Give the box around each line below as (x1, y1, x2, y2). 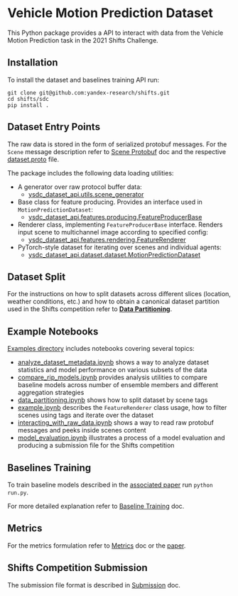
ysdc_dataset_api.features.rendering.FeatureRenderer (28, 235, 186, 244)
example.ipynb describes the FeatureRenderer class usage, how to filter (17, 403, 227, 412)
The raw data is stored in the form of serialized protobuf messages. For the (7, 140, 227, 148)
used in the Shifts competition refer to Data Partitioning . (7, 305, 173, 313)
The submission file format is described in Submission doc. (7, 580, 181, 589)
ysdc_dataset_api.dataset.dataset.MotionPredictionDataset (28, 250, 201, 259)
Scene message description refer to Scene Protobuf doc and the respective (7, 147, 226, 156)
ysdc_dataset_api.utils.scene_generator (28, 190, 144, 198)
